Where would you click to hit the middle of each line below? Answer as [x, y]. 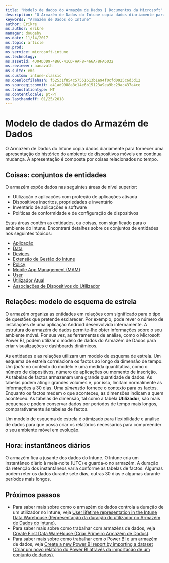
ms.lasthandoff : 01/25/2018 [35, 99]
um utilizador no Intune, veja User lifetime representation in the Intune [85, 512]
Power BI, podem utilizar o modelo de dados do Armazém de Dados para [81, 340]
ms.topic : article [24, 43]
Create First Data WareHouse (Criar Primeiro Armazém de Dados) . [81, 534]
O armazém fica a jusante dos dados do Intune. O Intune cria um [72, 458]
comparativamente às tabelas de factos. [47, 409]
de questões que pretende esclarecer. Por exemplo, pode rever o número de [84, 319]
